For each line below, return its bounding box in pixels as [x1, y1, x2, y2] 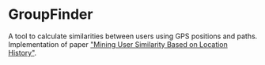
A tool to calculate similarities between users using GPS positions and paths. [8, 31, 258, 41]
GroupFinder [8, 5, 93, 23]
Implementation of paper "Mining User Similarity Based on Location [8, 39, 228, 49]
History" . [8, 48, 37, 57]
